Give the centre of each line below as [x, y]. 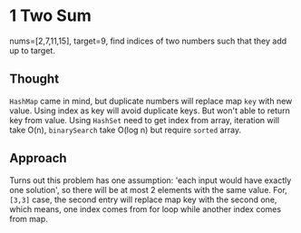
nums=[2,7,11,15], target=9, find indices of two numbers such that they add [148, 41]
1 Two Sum [51, 16]
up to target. [33, 50]
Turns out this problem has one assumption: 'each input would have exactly [150, 180]
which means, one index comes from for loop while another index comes [146, 209]
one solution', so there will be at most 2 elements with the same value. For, [148, 189]
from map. [29, 218]
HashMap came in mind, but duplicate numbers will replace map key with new [151, 101]
